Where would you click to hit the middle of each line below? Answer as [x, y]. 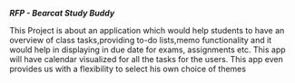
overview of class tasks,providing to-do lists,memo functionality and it [141, 40]
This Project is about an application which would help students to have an [147, 30]
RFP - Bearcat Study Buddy [62, 13]
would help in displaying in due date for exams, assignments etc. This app [147, 50]
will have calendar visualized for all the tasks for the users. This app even [146, 59]
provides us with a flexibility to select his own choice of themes [128, 69]
